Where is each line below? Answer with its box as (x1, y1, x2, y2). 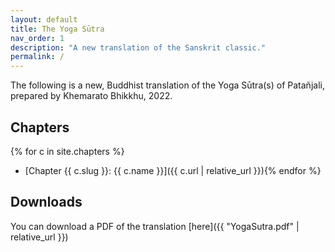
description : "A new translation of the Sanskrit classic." (10, 42, 267, 53)
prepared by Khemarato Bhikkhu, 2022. (10, 90, 173, 102)
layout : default (10, 14, 78, 25)
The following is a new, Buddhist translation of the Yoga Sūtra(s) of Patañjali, (10, 79, 325, 91)
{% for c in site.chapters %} (10, 145, 125, 157)
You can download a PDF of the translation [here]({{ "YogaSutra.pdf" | (10, 220, 300, 232)
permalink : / (10, 52, 65, 62)
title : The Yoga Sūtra (10, 24, 105, 34)
